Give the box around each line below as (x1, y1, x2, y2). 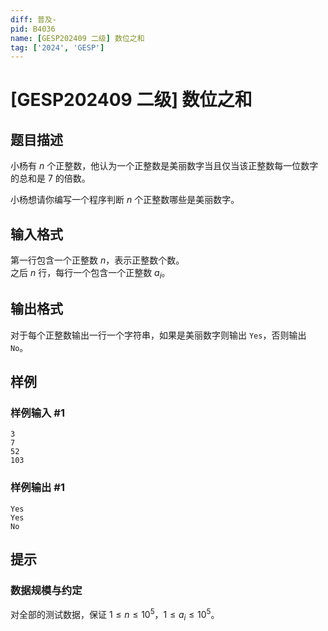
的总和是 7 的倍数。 (10, 172, 91, 185)
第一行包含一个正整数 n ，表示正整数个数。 (10, 254, 185, 266)
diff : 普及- (10, 14, 57, 25)
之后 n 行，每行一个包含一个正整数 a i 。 (10, 267, 171, 281)
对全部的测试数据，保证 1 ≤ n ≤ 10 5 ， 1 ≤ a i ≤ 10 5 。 (10, 607, 220, 623)
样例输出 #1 (10, 481, 65, 495)
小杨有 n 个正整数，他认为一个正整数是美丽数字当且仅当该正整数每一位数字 (10, 160, 319, 172)
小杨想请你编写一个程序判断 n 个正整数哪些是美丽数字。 (10, 194, 240, 206)
